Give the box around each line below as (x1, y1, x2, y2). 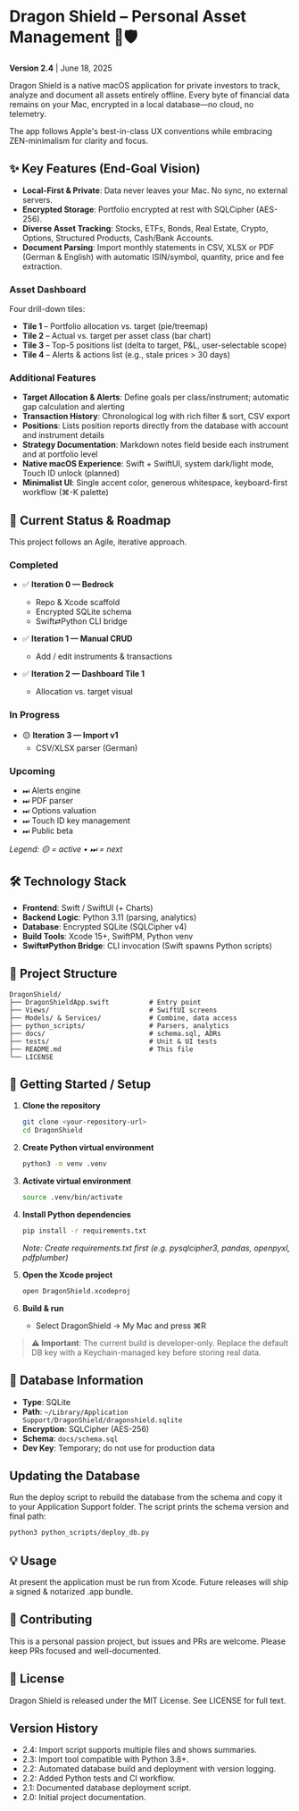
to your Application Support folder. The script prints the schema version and (9, 1502, 289, 1512)
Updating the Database (9, 1468, 141, 1483)
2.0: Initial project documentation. (21, 1792, 146, 1803)
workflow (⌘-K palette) (21, 487, 109, 498)
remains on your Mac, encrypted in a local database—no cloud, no (9, 98, 254, 109)
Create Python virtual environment (21, 1142, 154, 1153)
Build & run (21, 1302, 64, 1313)
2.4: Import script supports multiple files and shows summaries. (21, 1745, 257, 1756)
